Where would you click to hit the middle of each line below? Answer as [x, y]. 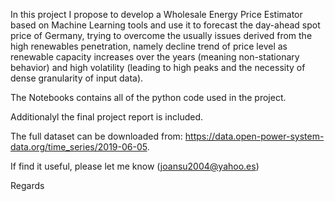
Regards [27, 185]
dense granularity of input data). [77, 78]
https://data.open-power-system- [254, 136]
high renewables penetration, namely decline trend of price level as [149, 46]
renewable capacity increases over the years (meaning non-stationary [155, 57]
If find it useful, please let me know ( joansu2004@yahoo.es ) [135, 166]
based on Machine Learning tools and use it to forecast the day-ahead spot [165, 25]
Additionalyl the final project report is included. [107, 117]
